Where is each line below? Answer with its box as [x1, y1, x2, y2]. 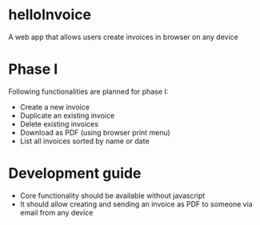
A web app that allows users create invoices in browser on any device [8, 32, 238, 42]
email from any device [19, 207, 94, 217]
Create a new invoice [19, 102, 90, 111]
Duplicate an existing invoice [19, 110, 115, 120]
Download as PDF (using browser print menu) [19, 127, 170, 137]
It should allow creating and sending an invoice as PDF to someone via [19, 199, 254, 209]
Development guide [8, 164, 142, 183]
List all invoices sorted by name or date [19, 136, 150, 146]
